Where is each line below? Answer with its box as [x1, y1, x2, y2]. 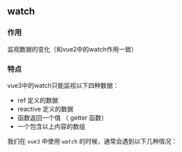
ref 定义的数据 [17, 96, 59, 104]
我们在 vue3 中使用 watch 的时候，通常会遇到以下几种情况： [7, 137, 178, 145]
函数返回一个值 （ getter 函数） [17, 113, 108, 121]
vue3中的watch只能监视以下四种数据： [7, 81, 119, 89]
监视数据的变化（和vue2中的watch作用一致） [7, 45, 138, 53]
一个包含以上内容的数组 [17, 122, 85, 130]
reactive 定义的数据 [17, 105, 73, 113]
